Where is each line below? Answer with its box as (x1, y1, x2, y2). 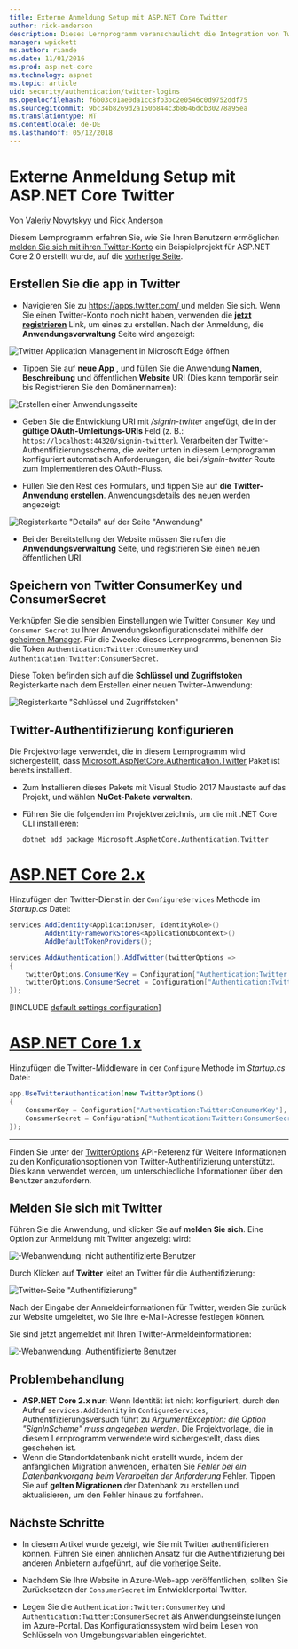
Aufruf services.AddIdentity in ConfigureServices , (21, 1405, 208, 1416)
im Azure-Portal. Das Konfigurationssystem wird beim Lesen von (21, 1620, 259, 1630)
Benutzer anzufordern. (9, 1174, 92, 1185)
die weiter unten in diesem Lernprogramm (122, 444, 277, 455)
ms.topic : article (9, 79, 77, 88)
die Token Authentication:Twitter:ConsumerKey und (9, 644, 199, 655)
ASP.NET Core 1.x (9, 1033, 142, 1054)
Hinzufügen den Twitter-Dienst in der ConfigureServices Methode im (9, 894, 261, 905)
